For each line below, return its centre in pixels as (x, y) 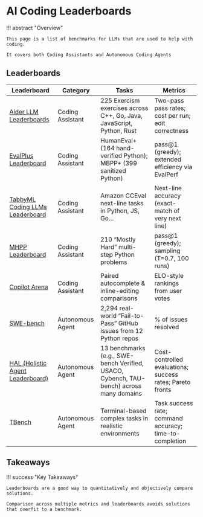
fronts (163, 390)
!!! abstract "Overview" (35, 28)
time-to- (167, 433)
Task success (174, 403)
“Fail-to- (131, 315)
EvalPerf (166, 175)
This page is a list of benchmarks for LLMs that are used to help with (100, 39)
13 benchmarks (123, 348)
